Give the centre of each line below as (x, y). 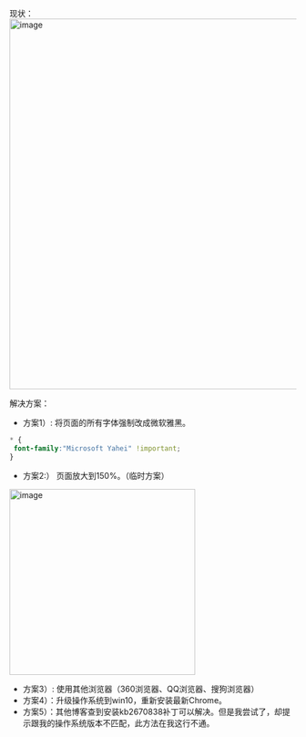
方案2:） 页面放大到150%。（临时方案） (96, 475)
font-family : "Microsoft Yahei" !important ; (97, 448)
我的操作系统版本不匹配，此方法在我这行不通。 (127, 722)
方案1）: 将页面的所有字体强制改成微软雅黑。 (107, 423)
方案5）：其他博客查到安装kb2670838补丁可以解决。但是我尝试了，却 (153, 711)
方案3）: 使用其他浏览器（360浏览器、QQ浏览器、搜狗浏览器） (141, 689)
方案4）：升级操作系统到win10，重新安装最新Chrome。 (125, 700)
